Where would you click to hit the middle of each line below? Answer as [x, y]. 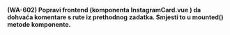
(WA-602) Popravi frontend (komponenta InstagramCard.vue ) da [104, 10]
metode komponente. [39, 24]
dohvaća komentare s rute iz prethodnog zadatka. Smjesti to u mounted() [115, 17]
